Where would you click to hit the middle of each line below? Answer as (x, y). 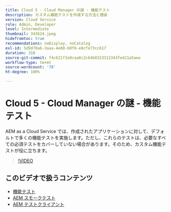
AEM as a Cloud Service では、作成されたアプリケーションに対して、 (78, 131)
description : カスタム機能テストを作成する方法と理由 (57, 15)
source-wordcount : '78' (31, 67)
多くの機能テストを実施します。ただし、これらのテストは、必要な (88, 137)
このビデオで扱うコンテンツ (49, 178)
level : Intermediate (27, 29)
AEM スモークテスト (34, 198)
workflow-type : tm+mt (28, 62)
